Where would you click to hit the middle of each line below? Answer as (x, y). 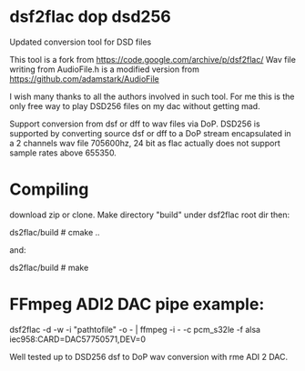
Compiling (49, 190)
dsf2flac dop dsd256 (90, 17)
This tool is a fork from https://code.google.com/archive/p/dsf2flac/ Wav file (152, 59)
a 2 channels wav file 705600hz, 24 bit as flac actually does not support (145, 143)
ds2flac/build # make (49, 267)
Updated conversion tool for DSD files (81, 42)
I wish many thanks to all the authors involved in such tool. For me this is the (152, 96)
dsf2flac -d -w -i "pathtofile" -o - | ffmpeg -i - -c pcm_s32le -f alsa (135, 329)
